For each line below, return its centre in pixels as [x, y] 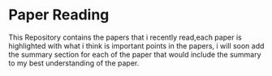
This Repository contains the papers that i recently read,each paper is [125, 37]
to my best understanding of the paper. [74, 63]
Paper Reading [59, 15]
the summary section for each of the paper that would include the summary [135, 54]
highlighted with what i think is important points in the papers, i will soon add [136, 45]
